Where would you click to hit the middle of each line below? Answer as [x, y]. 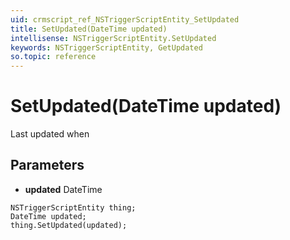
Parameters [47, 165]
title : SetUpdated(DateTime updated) [89, 29]
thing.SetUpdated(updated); [69, 225]
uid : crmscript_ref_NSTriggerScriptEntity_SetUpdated [125, 19]
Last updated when [50, 134]
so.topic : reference [53, 57]
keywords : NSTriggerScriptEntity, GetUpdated [106, 47]
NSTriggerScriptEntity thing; [73, 207]
